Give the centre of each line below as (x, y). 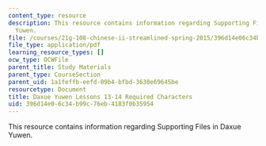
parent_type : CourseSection (55, 75)
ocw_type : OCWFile (38, 60)
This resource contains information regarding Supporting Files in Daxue (125, 127)
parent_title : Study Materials (60, 67)
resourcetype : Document (47, 89)
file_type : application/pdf (55, 45)
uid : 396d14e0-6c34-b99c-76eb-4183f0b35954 (81, 104)
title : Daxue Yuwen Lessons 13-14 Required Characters (101, 97)
